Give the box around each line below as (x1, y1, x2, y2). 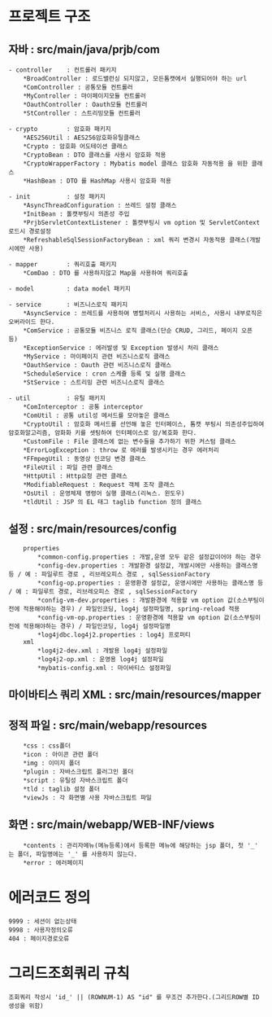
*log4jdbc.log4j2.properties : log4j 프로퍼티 (37, 630, 191, 639)
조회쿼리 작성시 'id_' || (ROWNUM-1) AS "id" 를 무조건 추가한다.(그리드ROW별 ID (8, 993, 260, 1002)
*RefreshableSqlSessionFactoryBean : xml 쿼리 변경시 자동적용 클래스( (23, 236, 250, 244)
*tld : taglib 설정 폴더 (23, 785, 100, 794)
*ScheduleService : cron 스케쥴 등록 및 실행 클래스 (23, 370, 187, 378)
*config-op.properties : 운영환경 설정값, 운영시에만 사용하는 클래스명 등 (37, 579, 264, 587)
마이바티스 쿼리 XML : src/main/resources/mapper (8, 688, 261, 702)
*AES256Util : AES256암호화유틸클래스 (23, 134, 140, 142)
